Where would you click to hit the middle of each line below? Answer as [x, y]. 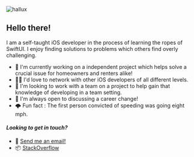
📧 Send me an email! [40, 141]
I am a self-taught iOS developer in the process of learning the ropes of [95, 43]
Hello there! [29, 28]
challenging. [22, 55]
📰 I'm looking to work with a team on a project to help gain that [92, 86]
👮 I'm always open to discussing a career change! [76, 98]
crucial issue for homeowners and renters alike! [74, 73]
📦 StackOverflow [37, 148]
